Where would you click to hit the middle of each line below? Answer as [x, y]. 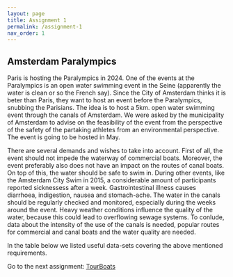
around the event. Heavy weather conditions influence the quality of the [110, 210]
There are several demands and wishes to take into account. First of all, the [115, 151]
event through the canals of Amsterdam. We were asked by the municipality [116, 115]
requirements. [27, 253]
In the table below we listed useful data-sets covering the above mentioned [115, 246]
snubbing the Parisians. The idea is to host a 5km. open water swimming [111, 108]
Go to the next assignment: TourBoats [62, 267]
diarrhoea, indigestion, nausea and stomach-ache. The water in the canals [114, 195]
